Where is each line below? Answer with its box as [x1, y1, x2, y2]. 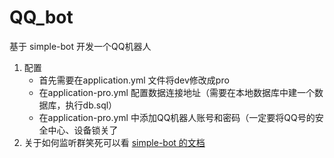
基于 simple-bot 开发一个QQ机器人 [9, 40, 152, 52]
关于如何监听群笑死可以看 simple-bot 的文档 [23, 136, 206, 148]
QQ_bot [9, 6, 74, 29]
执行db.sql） [65, 99, 118, 111]
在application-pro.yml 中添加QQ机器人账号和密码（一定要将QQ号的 [38, 111, 316, 123]
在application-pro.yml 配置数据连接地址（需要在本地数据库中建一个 [38, 86, 315, 98]
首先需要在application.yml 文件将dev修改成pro [38, 74, 230, 86]
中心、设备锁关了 [47, 124, 119, 136]
